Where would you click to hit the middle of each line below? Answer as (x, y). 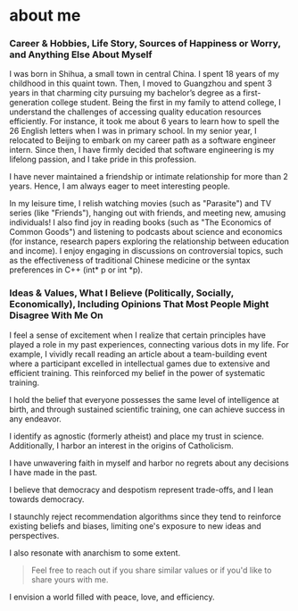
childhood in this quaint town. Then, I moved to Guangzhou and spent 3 (141, 84)
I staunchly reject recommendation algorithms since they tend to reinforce (145, 516)
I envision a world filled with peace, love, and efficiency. (112, 597)
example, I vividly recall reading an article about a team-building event (138, 354)
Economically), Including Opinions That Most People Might (139, 305)
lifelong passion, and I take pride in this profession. (103, 159)
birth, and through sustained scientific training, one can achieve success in (147, 409)
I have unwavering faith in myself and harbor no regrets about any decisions (149, 463)
